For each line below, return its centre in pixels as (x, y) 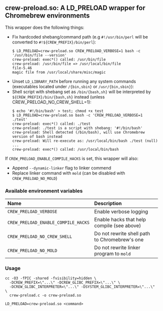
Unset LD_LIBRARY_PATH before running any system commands (74, 81)
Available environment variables (44, 191)
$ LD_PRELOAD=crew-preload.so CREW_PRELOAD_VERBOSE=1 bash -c (76, 51)
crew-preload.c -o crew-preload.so (45, 295)
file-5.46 (22, 68)
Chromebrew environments (48, 16)
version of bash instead (37, 136)
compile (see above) (118, 226)
